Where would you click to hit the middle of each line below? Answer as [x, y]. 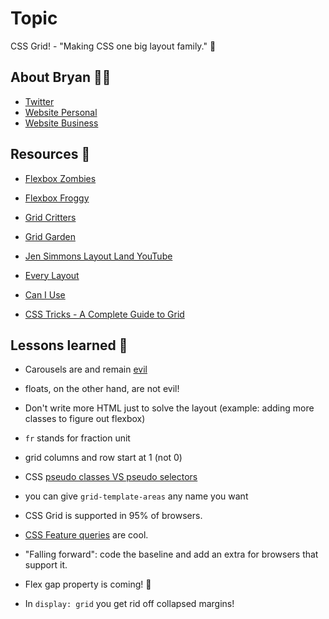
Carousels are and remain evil [86, 369]
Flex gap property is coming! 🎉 [88, 584]
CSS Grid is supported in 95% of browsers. [113, 516]
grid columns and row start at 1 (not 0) [103, 458]
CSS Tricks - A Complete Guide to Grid [104, 314]
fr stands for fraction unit [77, 438]
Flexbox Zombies [60, 178]
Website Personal [61, 112]
